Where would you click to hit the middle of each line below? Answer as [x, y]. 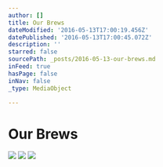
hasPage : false [33, 74]
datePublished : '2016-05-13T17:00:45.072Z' [80, 37]
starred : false [33, 52]
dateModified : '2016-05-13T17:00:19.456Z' [78, 30]
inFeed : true [29, 67]
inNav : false [29, 81]
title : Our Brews [36, 23]
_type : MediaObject [40, 88]
